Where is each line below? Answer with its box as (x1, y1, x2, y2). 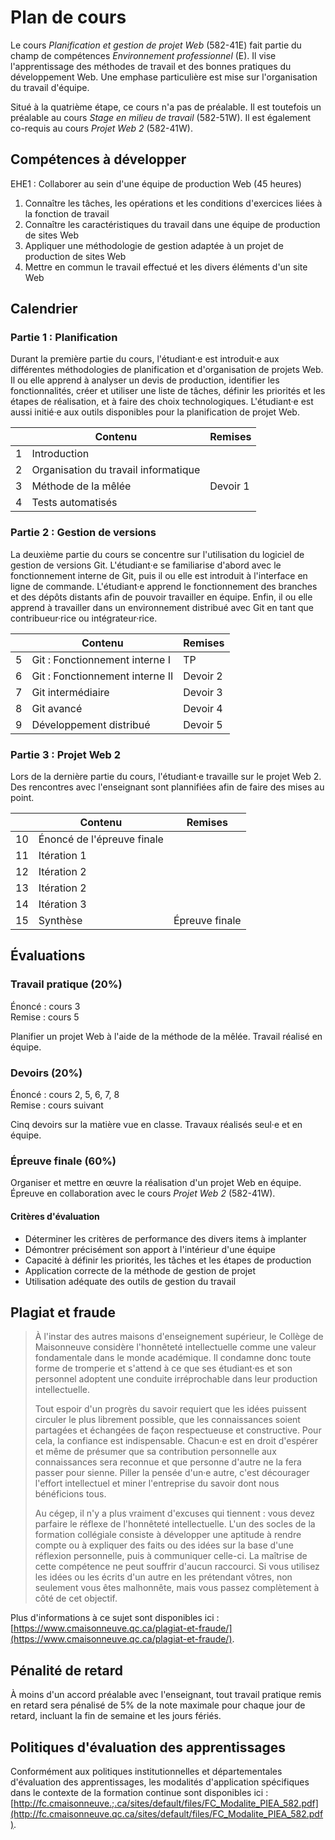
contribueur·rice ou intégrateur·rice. (10, 612, 158, 624)
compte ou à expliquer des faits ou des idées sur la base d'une (34, 1539, 294, 1551)
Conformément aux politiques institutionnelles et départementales (10, 1765, 283, 1777)
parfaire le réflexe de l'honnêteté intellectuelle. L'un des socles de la (34, 1518, 316, 1530)
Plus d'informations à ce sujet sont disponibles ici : (10, 1612, 220, 1624)
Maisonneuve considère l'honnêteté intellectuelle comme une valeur (34, 1341, 317, 1353)
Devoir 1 (209, 479, 250, 493)
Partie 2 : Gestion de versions (10, 526, 157, 540)
